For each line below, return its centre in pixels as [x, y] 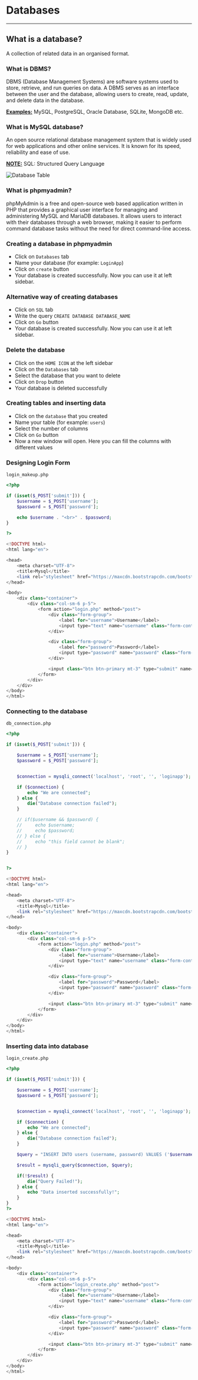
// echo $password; [46, 831]
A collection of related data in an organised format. [68, 53]
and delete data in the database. [45, 100]
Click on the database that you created [61, 416]
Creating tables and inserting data [56, 403]
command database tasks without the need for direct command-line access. [99, 228]
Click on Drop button [39, 381]
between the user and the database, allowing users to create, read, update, [97, 94]
